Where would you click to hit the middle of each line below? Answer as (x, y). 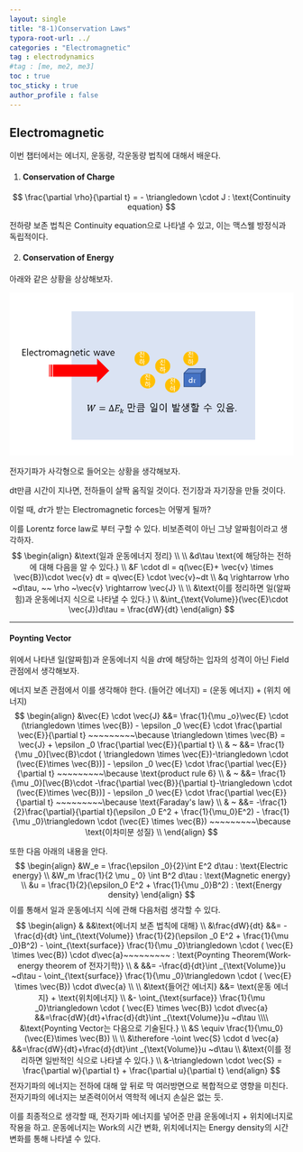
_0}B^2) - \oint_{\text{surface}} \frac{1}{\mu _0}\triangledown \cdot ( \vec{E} (151, 945)
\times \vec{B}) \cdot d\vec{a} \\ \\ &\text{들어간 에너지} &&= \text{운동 (143, 986)
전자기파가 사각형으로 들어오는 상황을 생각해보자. (95, 471)
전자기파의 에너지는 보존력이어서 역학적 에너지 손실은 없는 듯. (116, 1097)
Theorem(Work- (261, 954)
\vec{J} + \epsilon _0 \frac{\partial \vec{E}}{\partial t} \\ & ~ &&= (136, 744)
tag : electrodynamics (52, 57)
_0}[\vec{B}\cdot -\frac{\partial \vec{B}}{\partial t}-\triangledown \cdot (161, 783)
